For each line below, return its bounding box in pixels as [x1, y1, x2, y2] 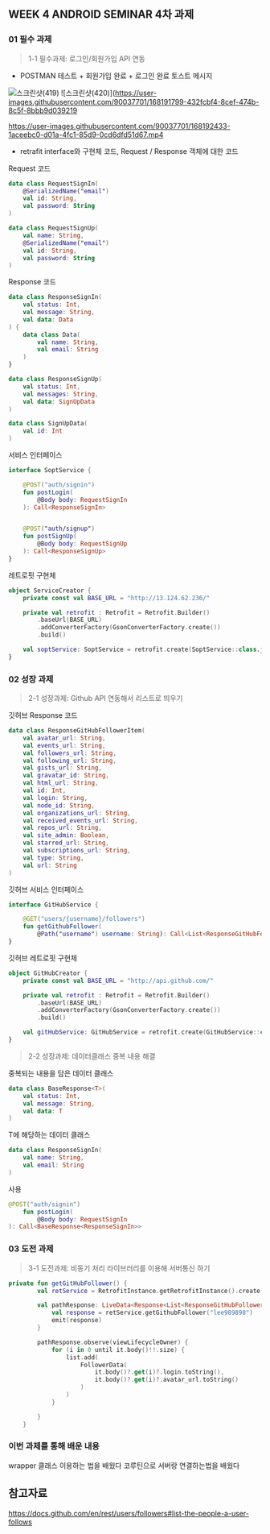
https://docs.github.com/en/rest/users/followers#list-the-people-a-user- [8, 1508, 249, 1518]
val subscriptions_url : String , [22, 847, 131, 855]
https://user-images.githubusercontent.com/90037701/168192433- [8, 121, 231, 131]
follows [8, 1517, 32, 1527]
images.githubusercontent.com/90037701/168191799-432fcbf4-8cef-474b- [8, 97, 260, 106]
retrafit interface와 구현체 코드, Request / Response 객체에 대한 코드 [19, 146, 239, 155]
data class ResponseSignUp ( [8, 375, 103, 383]
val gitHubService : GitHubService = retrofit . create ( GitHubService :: [22, 1028, 261, 1037]
